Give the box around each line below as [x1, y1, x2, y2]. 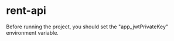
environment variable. [6, 29, 59, 36]
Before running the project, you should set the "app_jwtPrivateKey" [6, 23, 169, 30]
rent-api [6, 4, 47, 17]
